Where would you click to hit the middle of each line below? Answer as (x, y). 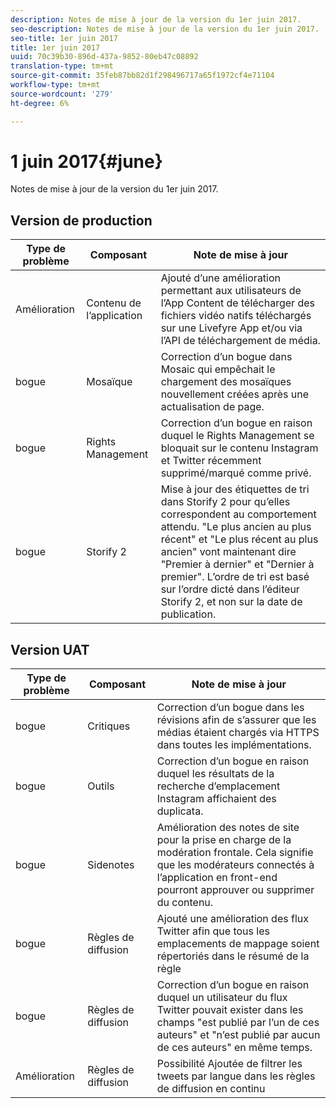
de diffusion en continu (211, 1089)
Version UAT (50, 649)
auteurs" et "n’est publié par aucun (238, 1035)
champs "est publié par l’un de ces (238, 1023)
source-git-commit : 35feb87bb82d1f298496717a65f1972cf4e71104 (142, 76)
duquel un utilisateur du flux (222, 998)
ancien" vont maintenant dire (228, 552)
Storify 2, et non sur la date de (231, 602)
